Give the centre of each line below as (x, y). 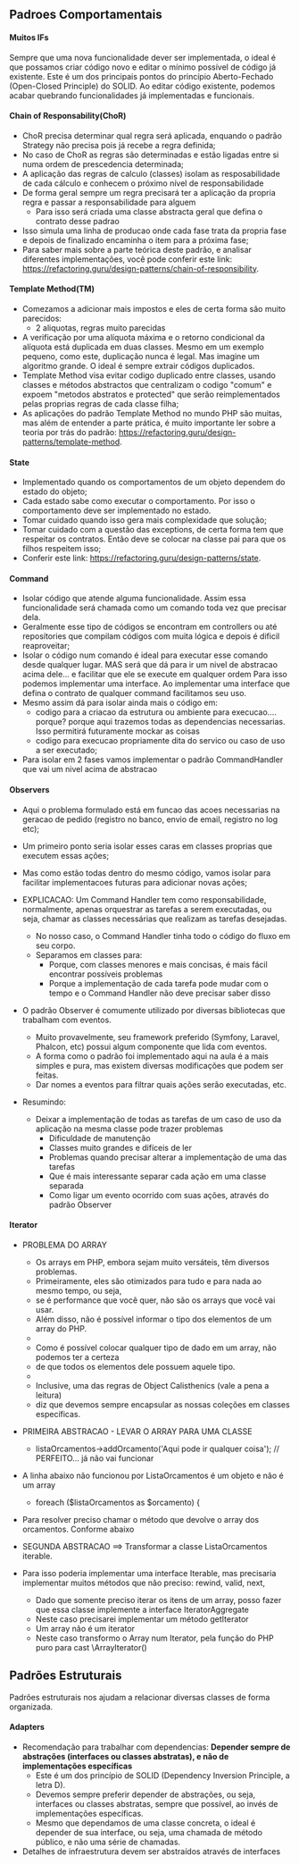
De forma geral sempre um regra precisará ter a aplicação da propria (149, 192)
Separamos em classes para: (89, 954)
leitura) (49, 1395)
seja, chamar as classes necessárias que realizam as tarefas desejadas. (154, 919)
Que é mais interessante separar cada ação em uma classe (158, 1176)
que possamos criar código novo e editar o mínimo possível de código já (143, 67)
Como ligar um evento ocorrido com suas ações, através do (159, 1195)
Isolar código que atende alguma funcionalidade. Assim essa (134, 599)
